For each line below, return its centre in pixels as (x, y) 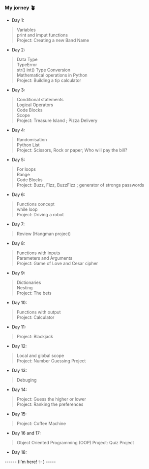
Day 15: (19, 414)
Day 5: (18, 160)
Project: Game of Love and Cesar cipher (57, 264)
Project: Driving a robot (40, 215)
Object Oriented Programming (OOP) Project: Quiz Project (75, 443)
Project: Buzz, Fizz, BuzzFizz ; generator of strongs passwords (80, 185)
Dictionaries (29, 282)
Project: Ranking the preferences (50, 404)
